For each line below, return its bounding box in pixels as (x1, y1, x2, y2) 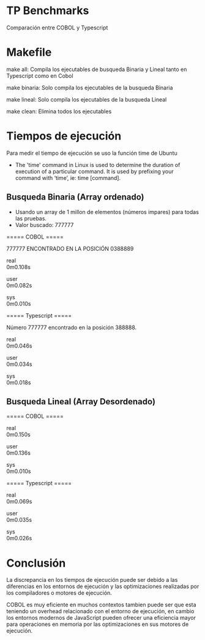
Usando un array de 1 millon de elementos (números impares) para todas (15, 208, 199, 215)
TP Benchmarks (6, 4, 89, 18)
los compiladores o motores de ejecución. (6, 589, 112, 597)
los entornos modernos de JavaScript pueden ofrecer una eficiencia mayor (6, 614, 196, 622)
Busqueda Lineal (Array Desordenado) (6, 396, 156, 407)
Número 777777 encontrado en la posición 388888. (6, 324, 137, 331)
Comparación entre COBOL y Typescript (6, 24, 108, 31)
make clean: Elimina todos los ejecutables (6, 108, 112, 115)
